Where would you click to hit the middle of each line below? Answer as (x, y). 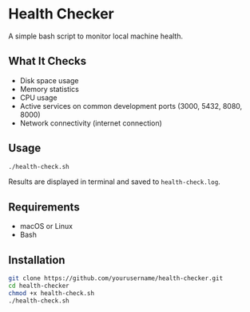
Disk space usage (49, 80)
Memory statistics (50, 89)
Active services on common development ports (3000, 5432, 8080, (131, 106)
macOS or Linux (46, 226)
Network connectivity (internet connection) (91, 123)
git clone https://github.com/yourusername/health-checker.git (116, 278)
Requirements (44, 207)
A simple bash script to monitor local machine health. (96, 36)
